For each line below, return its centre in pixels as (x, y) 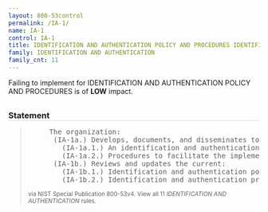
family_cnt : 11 (33, 61)
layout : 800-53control (46, 16)
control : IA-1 (32, 38)
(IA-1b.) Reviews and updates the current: (139, 163)
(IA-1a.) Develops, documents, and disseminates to (156, 139)
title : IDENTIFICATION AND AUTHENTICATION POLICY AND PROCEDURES (119, 45)
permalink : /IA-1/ (39, 23)
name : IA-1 (26, 30)
